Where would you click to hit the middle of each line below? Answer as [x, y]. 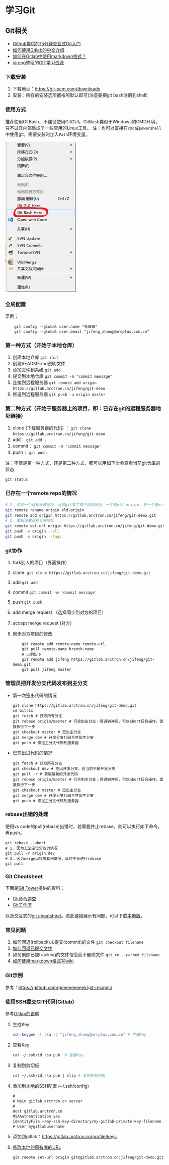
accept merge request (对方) [42, 623]
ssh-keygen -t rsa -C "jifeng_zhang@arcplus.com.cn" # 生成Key [79, 1034]
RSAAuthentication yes [36, 1116]
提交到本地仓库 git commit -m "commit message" [62, 376]
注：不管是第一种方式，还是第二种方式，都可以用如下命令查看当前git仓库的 [83, 463]
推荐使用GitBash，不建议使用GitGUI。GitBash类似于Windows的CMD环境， [82, 121]
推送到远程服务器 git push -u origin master [59, 394]
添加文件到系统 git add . [39, 370]
